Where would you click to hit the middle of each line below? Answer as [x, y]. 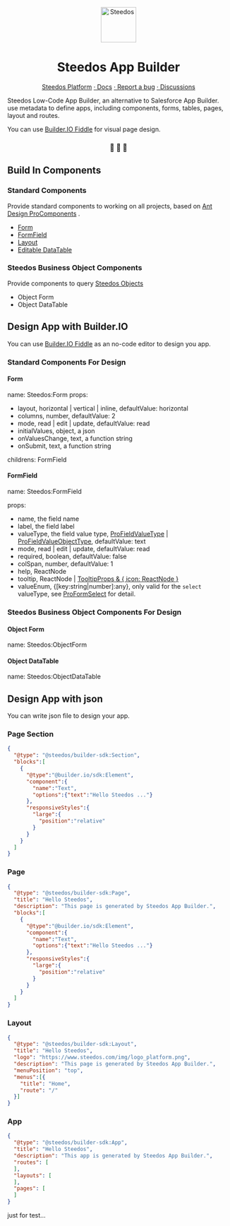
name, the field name [48, 519]
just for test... [26, 1215]
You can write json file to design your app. [69, 716]
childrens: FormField [37, 459]
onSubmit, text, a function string [64, 446]
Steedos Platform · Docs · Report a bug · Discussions [119, 87]
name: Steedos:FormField [45, 491]
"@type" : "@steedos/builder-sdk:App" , [71, 1143]
